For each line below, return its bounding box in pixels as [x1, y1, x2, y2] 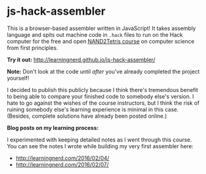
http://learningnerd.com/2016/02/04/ [15, 154, 109, 162]
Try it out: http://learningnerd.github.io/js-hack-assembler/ [7, 56, 155, 63]
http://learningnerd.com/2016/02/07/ [15, 161, 109, 168]
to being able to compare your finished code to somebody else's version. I [7, 93, 194, 100]
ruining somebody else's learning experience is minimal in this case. [7, 105, 179, 113]
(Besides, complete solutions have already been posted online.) [7, 112, 167, 119]
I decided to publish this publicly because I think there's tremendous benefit [7, 86, 198, 93]
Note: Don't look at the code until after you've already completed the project [7, 67, 200, 75]
